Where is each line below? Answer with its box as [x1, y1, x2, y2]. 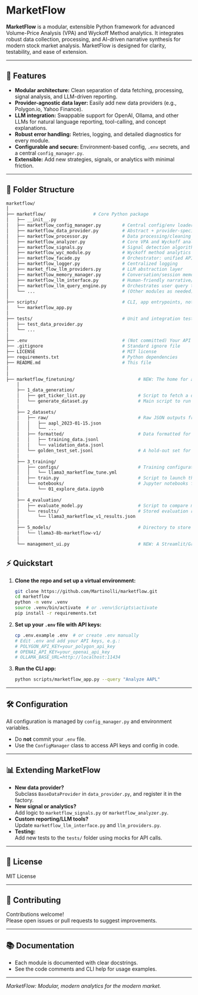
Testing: [14, 828, 36, 835]
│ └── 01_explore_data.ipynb [16, 486, 104, 492]
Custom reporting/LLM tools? [14, 815, 89, 822]
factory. [14, 796, 34, 803]
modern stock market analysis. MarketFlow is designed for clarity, [6, 42, 166, 49]
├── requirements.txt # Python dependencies [6, 354, 178, 361]
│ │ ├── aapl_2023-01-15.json [16, 420, 101, 426]
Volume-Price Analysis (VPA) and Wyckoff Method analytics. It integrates [6, 29, 184, 36]
